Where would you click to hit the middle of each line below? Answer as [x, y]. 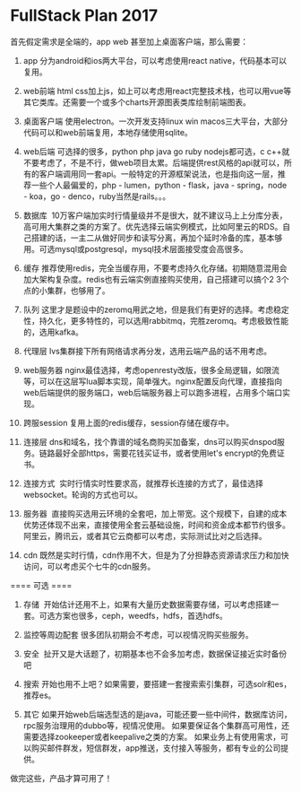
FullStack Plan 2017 [84, 16]
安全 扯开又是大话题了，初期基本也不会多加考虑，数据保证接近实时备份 [155, 653]
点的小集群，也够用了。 [66, 290]
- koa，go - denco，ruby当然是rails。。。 [97, 196]
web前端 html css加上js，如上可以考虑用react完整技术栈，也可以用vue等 [157, 91]
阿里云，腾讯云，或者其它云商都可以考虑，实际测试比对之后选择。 [145, 535]
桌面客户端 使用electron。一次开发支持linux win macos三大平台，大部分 [155, 121]
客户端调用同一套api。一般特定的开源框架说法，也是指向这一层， [159, 174]
